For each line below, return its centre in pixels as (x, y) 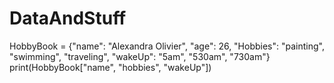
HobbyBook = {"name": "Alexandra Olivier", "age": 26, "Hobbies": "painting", (167, 46)
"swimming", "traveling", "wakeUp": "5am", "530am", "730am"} (140, 56)
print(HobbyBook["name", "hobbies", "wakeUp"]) (110, 67)
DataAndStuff (68, 18)
